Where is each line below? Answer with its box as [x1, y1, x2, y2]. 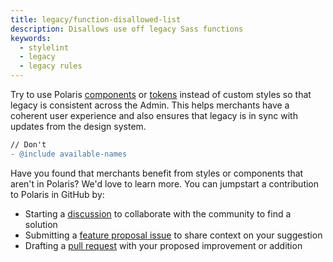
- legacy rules [19, 61, 83, 71]
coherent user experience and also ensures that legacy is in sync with [10, 110, 298, 121]
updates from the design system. [10, 121, 147, 132]
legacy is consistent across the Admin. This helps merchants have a [10, 99, 290, 111]
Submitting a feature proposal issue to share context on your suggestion [24, 229, 323, 241]
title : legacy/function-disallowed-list [10, 14, 182, 25]
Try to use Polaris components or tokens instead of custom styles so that [10, 89, 312, 100]
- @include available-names [10, 149, 128, 159]
